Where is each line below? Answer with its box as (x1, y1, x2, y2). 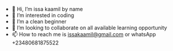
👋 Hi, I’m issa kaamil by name (11, 6, 84, 12)
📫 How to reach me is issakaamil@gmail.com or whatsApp (11, 31, 156, 38)
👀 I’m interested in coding (11, 12, 75, 19)
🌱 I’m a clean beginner (11, 18, 67, 25)
